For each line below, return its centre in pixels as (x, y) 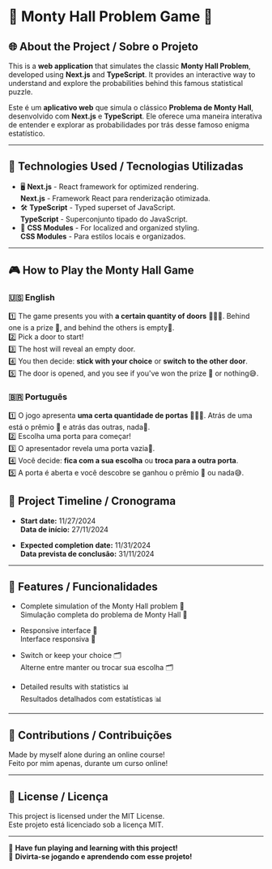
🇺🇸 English (32, 298)
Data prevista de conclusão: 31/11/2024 (87, 553)
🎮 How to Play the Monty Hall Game (101, 271)
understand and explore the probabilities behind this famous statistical (126, 83)
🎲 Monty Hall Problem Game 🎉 (110, 17)
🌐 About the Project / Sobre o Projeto (103, 47)
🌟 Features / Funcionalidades (83, 587)
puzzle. (21, 92)
